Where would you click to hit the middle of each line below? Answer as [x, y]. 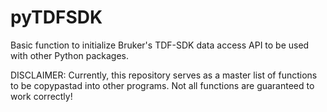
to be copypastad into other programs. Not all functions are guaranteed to [162, 85]
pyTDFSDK [56, 17]
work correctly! [41, 96]
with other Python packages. [70, 55]
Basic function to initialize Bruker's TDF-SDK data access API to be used [160, 45]
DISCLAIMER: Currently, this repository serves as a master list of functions [164, 75]
